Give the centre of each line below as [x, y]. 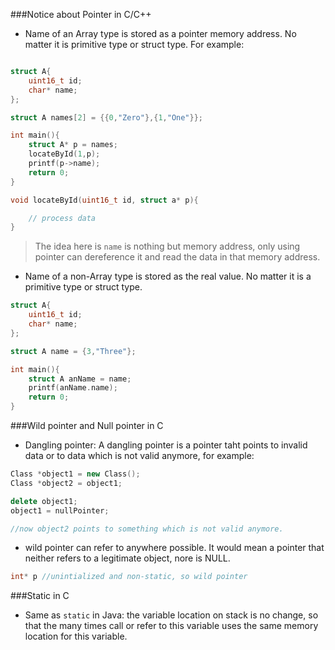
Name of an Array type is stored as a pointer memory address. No [160, 33]
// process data [62, 218]
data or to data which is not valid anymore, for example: [139, 455]
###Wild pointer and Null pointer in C [87, 425]
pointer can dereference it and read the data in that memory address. [177, 257]
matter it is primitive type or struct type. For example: [134, 44]
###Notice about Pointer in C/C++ [81, 14]
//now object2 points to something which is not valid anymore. [147, 529]
